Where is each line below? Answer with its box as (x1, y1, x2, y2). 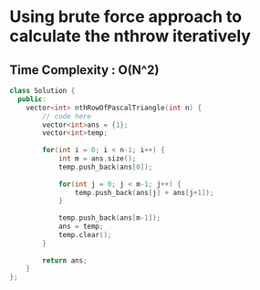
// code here (42, 111, 92, 120)
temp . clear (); (57, 230, 112, 239)
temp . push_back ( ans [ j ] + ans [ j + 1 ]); (74, 188, 214, 197)
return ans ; (42, 255, 88, 265)
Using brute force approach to (9, 6, 243, 27)
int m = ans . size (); (57, 154, 137, 163)
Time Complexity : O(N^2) (9, 62, 160, 78)
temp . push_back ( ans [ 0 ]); (57, 162, 153, 171)
